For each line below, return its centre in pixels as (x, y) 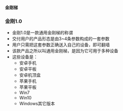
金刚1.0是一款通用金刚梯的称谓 (43, 32)
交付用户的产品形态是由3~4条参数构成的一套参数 (61, 38)
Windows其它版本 (37, 103)
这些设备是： (25, 57)
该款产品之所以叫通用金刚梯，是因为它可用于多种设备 (65, 50)
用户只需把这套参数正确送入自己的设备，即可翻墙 (61, 45)
